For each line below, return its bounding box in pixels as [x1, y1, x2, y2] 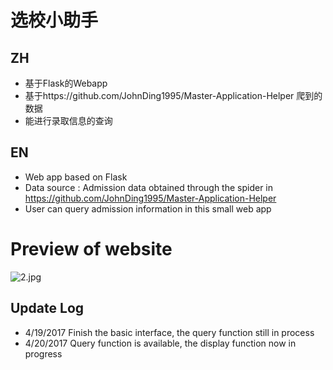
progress [24, 347, 63, 360]
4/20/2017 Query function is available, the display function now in [24, 337, 297, 349]
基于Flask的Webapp [24, 77, 108, 89]
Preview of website [10, 238, 173, 260]
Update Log [10, 300, 85, 317]
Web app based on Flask [24, 171, 128, 183]
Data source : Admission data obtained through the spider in [24, 181, 274, 193]
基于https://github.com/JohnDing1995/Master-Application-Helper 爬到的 [24, 90, 323, 101]
